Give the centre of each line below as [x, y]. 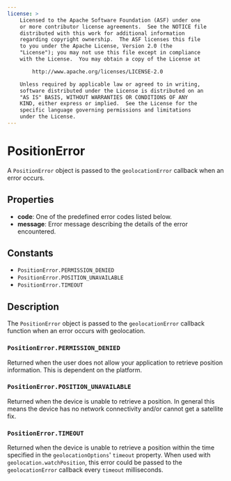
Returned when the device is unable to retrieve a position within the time [111, 448]
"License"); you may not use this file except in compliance [110, 53]
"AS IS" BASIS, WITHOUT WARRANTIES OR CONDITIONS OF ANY [104, 97]
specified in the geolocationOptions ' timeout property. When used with [109, 455]
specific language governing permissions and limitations [105, 110]
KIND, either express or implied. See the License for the [109, 104]
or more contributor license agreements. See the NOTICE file [113, 26]
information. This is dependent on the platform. [75, 369]
